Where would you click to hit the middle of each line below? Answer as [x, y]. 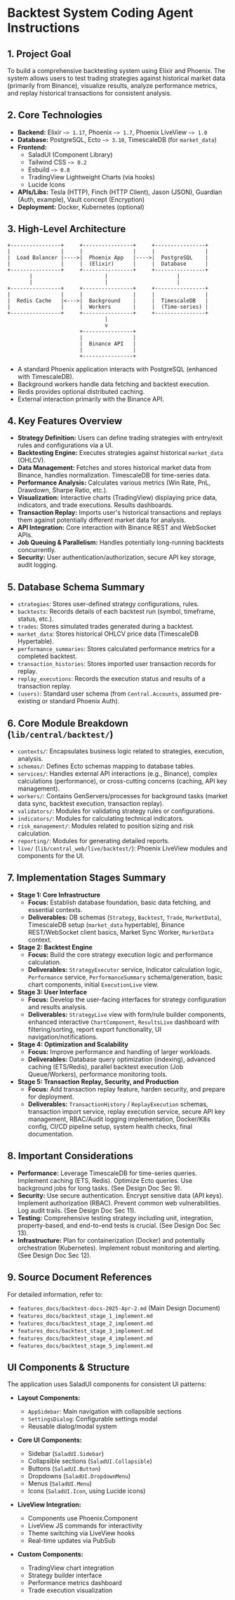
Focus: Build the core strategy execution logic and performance [120, 954]
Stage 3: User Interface [52, 992]
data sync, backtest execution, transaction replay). [90, 804]
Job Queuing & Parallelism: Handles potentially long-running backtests [121, 542]
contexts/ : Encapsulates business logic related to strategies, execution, [121, 751]
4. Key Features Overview [65, 421]
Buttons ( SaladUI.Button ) [64, 1468]
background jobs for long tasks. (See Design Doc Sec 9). [100, 1188]
